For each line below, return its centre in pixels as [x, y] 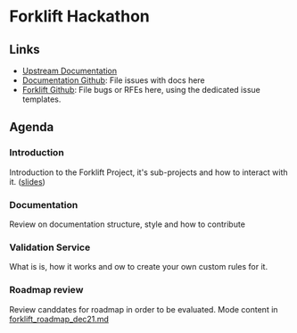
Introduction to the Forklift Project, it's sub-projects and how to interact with [148, 172]
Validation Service [50, 247]
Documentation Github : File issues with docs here [113, 80]
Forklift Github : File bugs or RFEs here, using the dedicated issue [141, 90]
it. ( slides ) [28, 181]
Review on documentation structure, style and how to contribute [127, 224]
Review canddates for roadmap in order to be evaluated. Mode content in [144, 309]
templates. [41, 99]
